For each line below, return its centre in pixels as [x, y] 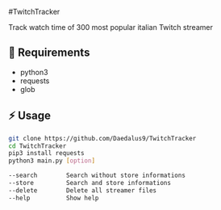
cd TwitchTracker [38, 146]
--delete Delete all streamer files [83, 190]
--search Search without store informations [97, 176]
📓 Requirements [49, 53]
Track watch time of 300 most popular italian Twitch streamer [111, 27]
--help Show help [54, 198]
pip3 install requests [46, 153]
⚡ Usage [29, 116]
